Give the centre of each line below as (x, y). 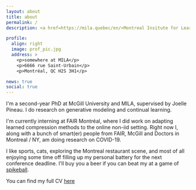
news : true (19, 82)
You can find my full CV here (41, 181)
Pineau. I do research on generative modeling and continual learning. (89, 110)
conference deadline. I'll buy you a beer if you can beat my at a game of (92, 164)
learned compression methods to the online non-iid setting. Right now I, (92, 127)
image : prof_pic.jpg (36, 49)
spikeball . (17, 170)
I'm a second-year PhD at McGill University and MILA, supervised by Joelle (96, 103)
